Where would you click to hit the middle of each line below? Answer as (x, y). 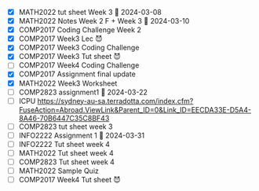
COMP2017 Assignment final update (77, 74)
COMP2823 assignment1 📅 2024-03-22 (83, 92)
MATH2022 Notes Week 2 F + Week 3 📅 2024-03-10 (104, 21)
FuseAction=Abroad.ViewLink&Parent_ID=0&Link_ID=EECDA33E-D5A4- (135, 109)
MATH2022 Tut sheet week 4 (66, 152)
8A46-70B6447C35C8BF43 (64, 118)
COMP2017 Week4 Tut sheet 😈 (69, 180)
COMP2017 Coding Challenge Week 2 (80, 30)
